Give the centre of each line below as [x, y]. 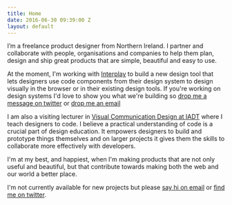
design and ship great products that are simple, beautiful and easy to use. [112, 61]
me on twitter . [27, 195]
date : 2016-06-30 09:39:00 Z [49, 20]
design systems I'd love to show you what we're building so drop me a [107, 96]
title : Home [24, 13]
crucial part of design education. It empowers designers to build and [105, 131]
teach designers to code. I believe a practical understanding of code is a [110, 124]
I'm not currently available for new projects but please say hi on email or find [116, 188]
